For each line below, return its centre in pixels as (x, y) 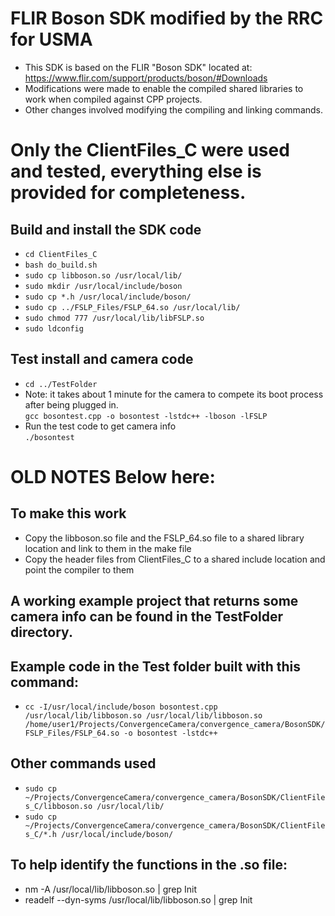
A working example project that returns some (154, 601)
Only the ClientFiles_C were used (150, 150)
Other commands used (83, 763)
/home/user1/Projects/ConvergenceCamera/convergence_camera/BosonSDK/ (175, 724)
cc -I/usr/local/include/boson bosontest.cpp (121, 707)
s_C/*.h (40, 834)
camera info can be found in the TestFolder (147, 617)
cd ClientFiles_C (61, 254)
